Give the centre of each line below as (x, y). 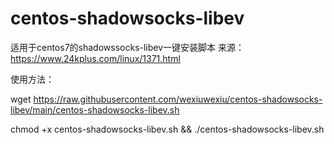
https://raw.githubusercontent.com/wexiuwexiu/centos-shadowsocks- (178, 99)
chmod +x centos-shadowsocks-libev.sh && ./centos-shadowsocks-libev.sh (167, 129)
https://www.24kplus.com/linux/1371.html (95, 58)
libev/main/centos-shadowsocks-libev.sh (95, 109)
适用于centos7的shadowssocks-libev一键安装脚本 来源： (127, 47)
